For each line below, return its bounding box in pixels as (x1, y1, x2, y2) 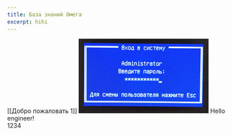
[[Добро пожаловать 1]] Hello (7, 107, 226, 115)
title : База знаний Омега (7, 11, 82, 18)
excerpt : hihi (7, 18, 48, 25)
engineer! (7, 114, 35, 122)
